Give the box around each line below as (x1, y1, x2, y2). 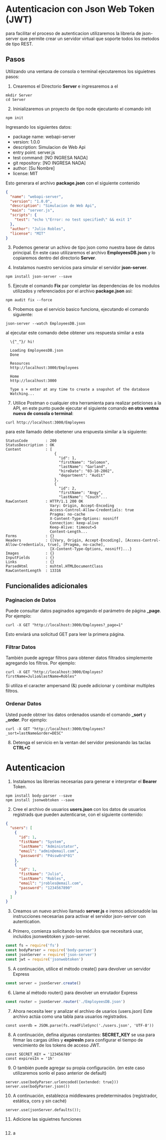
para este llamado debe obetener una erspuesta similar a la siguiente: (5, 429, 148, 435)
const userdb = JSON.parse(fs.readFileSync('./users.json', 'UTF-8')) (5, 1023, 154, 1028)
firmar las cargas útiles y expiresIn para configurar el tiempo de (12, 1037, 143, 1043)
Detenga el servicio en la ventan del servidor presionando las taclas (12, 739, 151, 745)
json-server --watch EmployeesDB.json (5, 321, 85, 326)
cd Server (5, 97, 26, 102)
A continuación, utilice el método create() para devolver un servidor (12, 966, 151, 972)
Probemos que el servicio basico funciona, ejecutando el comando (12, 306, 149, 312)
